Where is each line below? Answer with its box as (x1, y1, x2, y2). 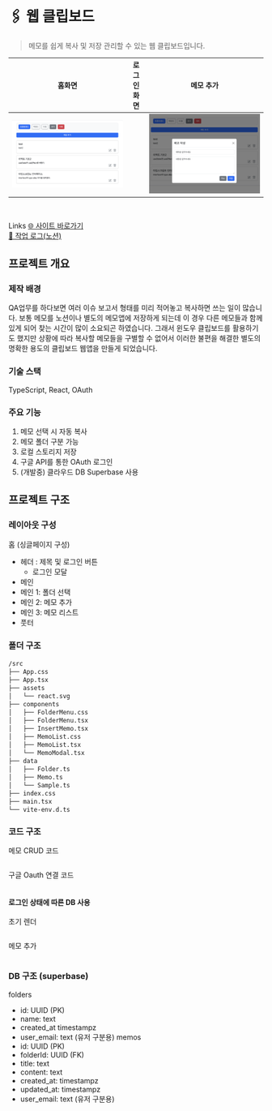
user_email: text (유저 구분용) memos (19, 1032, 142, 1042)
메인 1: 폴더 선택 (19, 587, 71, 597)
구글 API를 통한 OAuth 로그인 (19, 457, 113, 466)
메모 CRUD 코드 (8, 846, 59, 856)
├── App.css (8, 667, 49, 676)
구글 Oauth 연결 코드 (8, 870, 74, 880)
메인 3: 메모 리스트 (19, 607, 79, 617)
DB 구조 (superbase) (8, 971, 89, 982)
